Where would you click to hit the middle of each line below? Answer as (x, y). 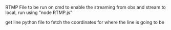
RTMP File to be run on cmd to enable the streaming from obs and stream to (85, 7)
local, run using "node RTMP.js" (39, 12)
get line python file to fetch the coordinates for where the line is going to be (85, 22)
